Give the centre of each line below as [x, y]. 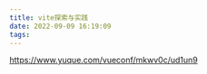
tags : [20, 34]
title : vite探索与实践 [49, 18]
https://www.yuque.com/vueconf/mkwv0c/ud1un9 [103, 60]
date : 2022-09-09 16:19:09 [60, 26]
